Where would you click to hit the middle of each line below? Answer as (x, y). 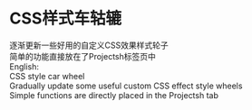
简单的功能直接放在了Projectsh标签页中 (83, 56)
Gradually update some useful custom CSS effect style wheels (126, 86)
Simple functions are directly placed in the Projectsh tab (114, 95)
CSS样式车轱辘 (66, 18)
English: (24, 66)
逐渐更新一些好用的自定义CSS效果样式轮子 (89, 45)
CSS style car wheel (47, 76)
